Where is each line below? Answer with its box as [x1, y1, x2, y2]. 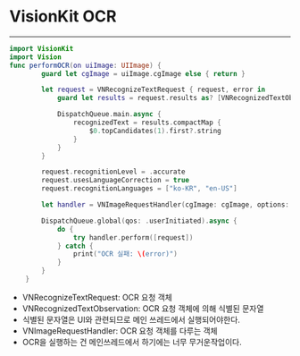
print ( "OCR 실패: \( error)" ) [72, 250, 179, 259]
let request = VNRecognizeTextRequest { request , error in [41, 85, 266, 95]
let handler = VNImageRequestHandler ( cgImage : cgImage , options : [41, 200, 290, 209]
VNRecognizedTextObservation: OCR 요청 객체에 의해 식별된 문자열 [21, 302, 264, 314]
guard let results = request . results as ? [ [56, 94, 221, 103]
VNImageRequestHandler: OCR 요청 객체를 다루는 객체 [21, 325, 218, 336]
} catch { [56, 242, 94, 250]
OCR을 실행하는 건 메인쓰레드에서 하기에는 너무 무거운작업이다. [21, 336, 243, 347]
